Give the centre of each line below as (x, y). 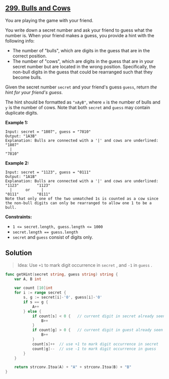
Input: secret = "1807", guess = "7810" (48, 132)
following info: (20, 41)
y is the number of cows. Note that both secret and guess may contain (78, 107)
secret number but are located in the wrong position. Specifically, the (84, 66)
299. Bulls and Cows (38, 8)
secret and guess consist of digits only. (53, 237)
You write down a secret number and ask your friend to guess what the (79, 30)
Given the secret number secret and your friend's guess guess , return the (81, 87)
